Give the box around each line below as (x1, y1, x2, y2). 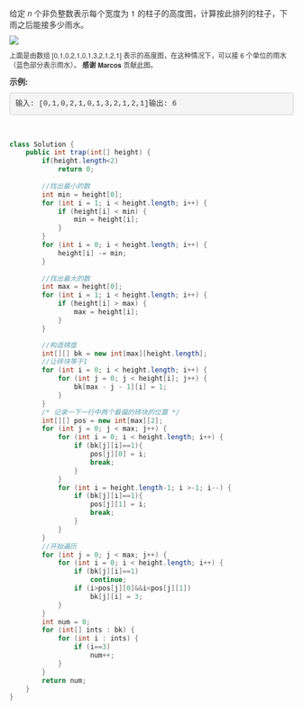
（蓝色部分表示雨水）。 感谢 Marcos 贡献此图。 (9, 60, 158, 70)
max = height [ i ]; (73, 308, 140, 317)
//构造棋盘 (41, 340, 78, 349)
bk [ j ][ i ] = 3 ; (89, 592, 143, 601)
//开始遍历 (41, 541, 78, 551)
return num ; (41, 676, 87, 685)
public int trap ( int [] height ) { (25, 148, 151, 157)
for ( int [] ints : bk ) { (41, 625, 135, 635)
